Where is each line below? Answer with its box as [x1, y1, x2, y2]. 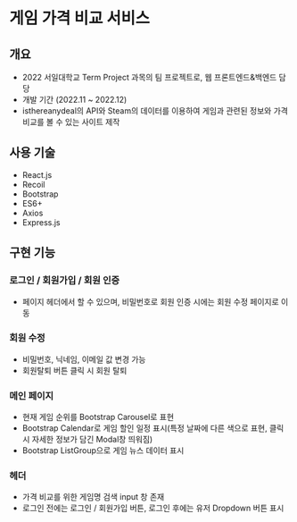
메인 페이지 [9, 390, 54, 402]
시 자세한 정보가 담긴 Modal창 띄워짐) [21, 434, 153, 445]
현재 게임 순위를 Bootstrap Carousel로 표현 [21, 412, 175, 423]
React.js [21, 169, 53, 180]
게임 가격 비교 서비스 [9, 8, 150, 29]
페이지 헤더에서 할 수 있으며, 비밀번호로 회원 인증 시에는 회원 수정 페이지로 [21, 296, 279, 307]
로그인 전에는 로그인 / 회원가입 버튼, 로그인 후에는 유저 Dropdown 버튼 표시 [21, 502, 285, 514]
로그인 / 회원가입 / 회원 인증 [9, 274, 120, 287]
